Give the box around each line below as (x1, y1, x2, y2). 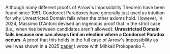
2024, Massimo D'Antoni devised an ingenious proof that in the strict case (5, 20, 161, 26)
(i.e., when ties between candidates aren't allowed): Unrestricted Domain (5, 26, 160, 32)
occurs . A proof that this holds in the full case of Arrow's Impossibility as (5, 37, 159, 43)
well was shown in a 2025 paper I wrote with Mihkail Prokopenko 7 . (5, 42, 146, 49)
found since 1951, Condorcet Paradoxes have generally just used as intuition (5, 10, 165, 16)
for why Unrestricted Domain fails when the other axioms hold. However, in (5, 15, 163, 21)
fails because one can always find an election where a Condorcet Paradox (5, 32, 165, 37)
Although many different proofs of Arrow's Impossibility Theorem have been (5, 5, 165, 10)
